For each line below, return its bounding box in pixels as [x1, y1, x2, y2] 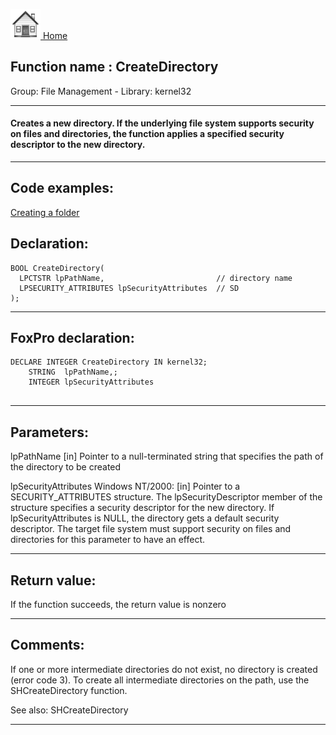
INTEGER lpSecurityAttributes [28, 377, 155, 388]
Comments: [10, 637, 85, 654]
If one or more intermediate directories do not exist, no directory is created [10, 663, 318, 675]
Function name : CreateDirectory [10, 59, 219, 76]
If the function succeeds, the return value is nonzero [10, 599, 227, 611]
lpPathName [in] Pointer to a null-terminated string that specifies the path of [10, 450, 324, 463]
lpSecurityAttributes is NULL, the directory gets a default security [10, 512, 280, 524]
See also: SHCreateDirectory [10, 704, 129, 716]
